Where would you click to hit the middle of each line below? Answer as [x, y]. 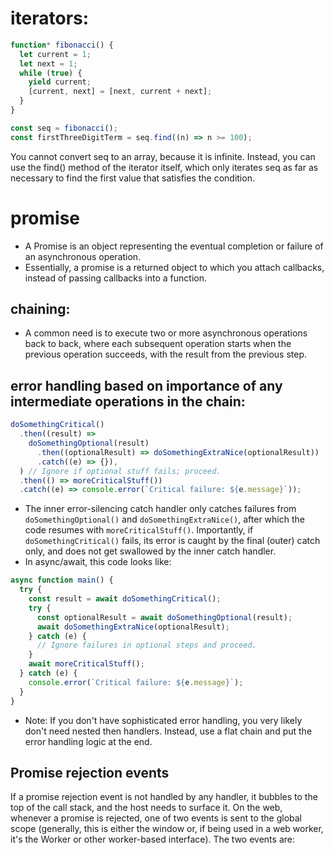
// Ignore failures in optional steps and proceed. [146, 645]
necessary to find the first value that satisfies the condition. [132, 178]
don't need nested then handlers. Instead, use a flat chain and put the [168, 731]
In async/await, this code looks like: [98, 562]
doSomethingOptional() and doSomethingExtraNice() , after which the [164, 519]
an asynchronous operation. [83, 256]
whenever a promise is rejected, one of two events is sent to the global [156, 818]
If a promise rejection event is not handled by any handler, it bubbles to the [164, 797]
